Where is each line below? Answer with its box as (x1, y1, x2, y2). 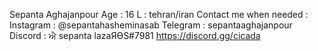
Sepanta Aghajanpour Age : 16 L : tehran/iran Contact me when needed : (9, 9, 309, 20)
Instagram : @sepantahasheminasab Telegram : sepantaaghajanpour (9, 19, 293, 31)
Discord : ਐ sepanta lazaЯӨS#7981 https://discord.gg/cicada (9, 30, 261, 41)
